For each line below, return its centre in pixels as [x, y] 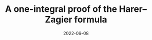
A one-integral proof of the [61, 9]
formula [91, 20]
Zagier [58, 20]
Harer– [133, 9]
